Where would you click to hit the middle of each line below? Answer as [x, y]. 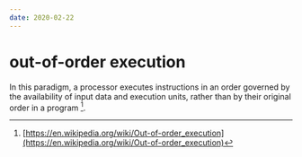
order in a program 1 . [48, 107]
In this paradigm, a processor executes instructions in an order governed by [150, 87]
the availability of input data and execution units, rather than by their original [151, 96]
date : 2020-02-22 [42, 17]
